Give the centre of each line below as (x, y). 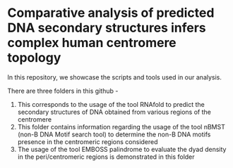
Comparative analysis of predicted (111, 13)
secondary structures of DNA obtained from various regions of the (114, 112)
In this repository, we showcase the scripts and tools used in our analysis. (115, 77)
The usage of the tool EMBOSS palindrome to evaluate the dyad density (122, 149)
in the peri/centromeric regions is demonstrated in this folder (106, 157)
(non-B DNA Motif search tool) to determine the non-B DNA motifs (114, 134)
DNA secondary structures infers (107, 28)
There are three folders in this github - (63, 91)
